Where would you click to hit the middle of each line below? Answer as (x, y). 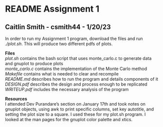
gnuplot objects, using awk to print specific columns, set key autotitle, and (80, 109)
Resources (16, 99)
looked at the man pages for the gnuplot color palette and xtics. (69, 119)
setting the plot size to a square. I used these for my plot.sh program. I (75, 114)
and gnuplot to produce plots (34, 63)
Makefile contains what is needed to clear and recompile (62, 74)
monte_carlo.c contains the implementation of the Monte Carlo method (76, 69)
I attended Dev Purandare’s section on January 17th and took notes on (75, 104)
